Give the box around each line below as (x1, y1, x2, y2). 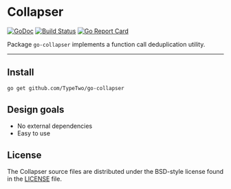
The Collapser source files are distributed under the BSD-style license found (7, 168, 224, 176)
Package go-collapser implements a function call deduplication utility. (7, 40, 206, 48)
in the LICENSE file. (7, 175, 62, 183)
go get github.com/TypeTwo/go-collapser (7, 85, 125, 91)
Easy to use (16, 129, 50, 137)
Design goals (7, 104, 65, 115)
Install (7, 67, 34, 78)
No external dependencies (16, 122, 93, 131)
